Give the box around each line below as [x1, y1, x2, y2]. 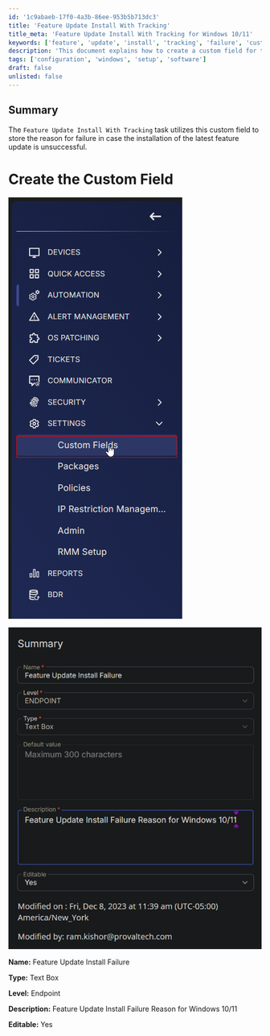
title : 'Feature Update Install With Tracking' [8, 21, 171, 30]
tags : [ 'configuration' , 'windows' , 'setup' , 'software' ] [8, 56, 207, 64]
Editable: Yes [8, 1020, 54, 1030]
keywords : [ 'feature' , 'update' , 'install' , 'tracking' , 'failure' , [8, 39, 243, 47]
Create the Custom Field [8, 170, 174, 189]
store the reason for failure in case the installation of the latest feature [8, 133, 239, 143]
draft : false [8, 64, 52, 73]
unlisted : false [8, 73, 63, 81]
